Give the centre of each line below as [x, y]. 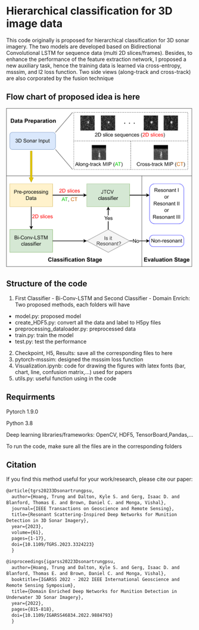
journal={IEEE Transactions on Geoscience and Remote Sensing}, [93, 509]
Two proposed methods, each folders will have [72, 304]
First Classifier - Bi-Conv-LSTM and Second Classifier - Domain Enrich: [102, 298]
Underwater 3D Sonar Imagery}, [45, 598]
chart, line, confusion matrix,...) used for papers [73, 372]
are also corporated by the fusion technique [60, 78]
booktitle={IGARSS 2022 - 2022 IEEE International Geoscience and [96, 580]
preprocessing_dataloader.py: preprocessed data [75, 329]
